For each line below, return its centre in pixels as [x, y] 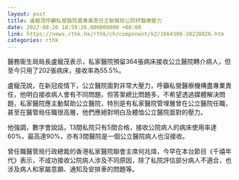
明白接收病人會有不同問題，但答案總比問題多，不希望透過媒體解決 [122, 95]
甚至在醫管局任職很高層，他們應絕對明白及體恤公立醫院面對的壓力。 [107, 112]
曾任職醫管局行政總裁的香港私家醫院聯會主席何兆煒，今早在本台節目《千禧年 [119, 152]
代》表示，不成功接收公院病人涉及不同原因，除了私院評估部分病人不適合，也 [119, 160]
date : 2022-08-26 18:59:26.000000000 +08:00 [74, 27]
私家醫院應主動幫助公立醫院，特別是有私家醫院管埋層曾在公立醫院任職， [126, 103]
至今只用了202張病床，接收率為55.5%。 [67, 70]
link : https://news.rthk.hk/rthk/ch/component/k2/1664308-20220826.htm [116, 34]
